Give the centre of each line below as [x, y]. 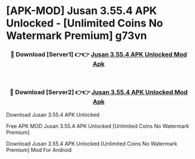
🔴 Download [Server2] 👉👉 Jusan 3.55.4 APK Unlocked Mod [99, 92]
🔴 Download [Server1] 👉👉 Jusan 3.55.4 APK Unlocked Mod [99, 55]
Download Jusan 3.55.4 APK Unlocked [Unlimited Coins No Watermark [92, 143]
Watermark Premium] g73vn [77, 36]
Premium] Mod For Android [39, 150]
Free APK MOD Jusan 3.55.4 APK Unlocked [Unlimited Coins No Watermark [98, 126]
